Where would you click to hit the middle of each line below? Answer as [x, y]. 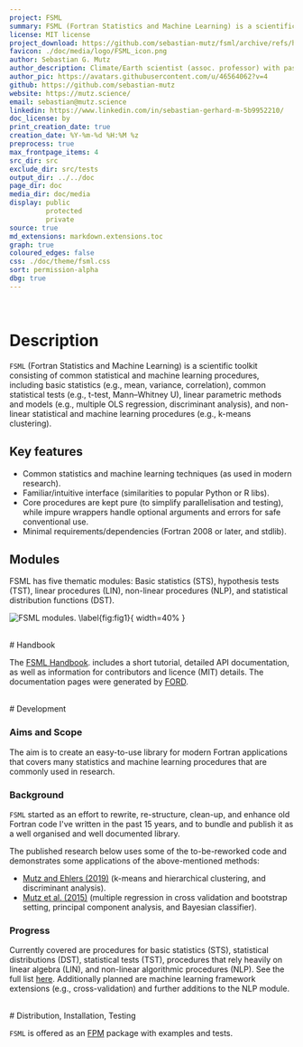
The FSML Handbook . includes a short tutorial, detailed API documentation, [150, 663]
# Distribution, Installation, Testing [73, 1016]
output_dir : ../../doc [52, 177]
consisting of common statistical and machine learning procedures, [134, 375]
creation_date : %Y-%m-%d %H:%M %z [74, 136]
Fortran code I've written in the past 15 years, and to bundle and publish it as [151, 824]
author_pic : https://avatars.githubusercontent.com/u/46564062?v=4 [139, 77]
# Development [38, 709]
